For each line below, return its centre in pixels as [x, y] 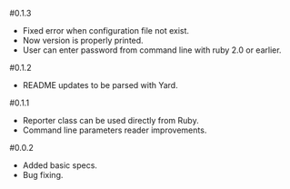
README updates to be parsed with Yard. [100, 85]
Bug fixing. [43, 175]
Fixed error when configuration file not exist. [105, 30]
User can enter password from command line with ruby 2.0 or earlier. [152, 50]
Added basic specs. [60, 165]
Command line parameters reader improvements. [115, 130]
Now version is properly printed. [83, 40]
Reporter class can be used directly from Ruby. [110, 120]
